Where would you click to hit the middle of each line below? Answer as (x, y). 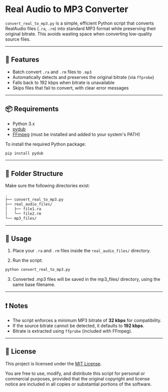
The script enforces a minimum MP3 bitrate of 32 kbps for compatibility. (87, 320)
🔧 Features (22, 60)
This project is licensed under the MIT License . (53, 363)
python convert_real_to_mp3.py (38, 270)
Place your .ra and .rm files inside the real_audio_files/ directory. (81, 251)
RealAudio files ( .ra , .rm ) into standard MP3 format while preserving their (81, 28)
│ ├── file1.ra (23, 209)
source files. (18, 39)
